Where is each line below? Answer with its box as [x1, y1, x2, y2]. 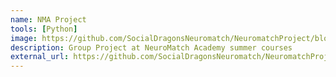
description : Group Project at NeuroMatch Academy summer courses [10, 42, 293, 53]
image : [10, 33, 38, 43]
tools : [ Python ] [10, 24, 78, 34]
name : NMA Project [10, 14, 87, 25]
